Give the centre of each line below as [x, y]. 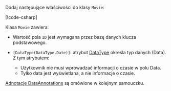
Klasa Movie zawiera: [27, 27]
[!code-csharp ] [21, 17]
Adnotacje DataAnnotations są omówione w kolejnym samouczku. [75, 83]
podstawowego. [30, 42]
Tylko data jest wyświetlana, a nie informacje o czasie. [78, 73]
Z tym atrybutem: [31, 58]
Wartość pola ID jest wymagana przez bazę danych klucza [74, 37]
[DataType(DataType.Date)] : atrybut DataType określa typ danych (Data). [89, 52]
